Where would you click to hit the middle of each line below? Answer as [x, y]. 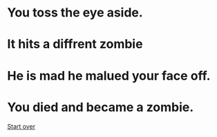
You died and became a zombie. [101, 107]
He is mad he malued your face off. [109, 75]
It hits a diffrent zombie [75, 44]
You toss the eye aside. [75, 13]
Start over [21, 126]
